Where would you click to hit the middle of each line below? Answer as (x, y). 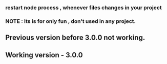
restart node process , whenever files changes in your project (84, 8)
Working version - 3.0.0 (44, 55)
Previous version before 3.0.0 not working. (75, 38)
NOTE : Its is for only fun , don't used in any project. (71, 21)
